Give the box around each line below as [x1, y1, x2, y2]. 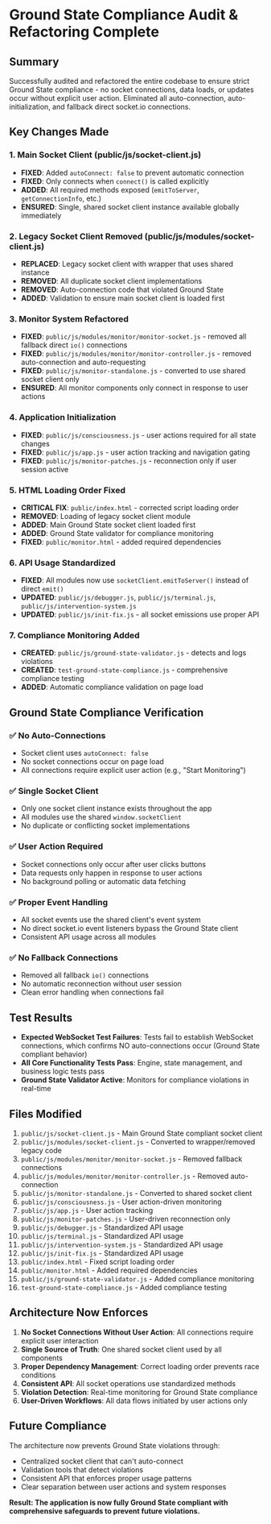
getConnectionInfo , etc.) [20, 193, 102, 203]
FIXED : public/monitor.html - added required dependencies [20, 537, 222, 546]
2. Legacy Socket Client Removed [9, 230, 143, 242]
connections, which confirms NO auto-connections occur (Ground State [20, 1041, 261, 1051]
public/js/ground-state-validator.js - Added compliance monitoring [20, 1273, 255, 1283]
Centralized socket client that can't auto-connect [20, 1456, 184, 1466]
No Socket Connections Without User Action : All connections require [20, 1327, 254, 1337]
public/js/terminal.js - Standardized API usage [20, 1231, 184, 1240]
